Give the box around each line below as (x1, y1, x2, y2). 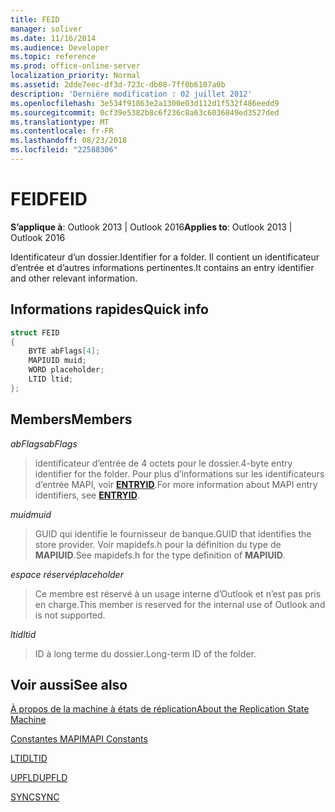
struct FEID (10, 327, 60, 338)
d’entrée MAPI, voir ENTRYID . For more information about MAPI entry (34, 478, 318, 490)
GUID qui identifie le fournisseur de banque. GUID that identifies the (34, 527, 312, 540)
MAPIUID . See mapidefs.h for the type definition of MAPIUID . (34, 549, 286, 561)
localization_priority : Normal (10, 71, 141, 81)
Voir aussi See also (10, 676, 128, 693)
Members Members (10, 411, 133, 428)
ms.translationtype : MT (10, 117, 110, 127)
